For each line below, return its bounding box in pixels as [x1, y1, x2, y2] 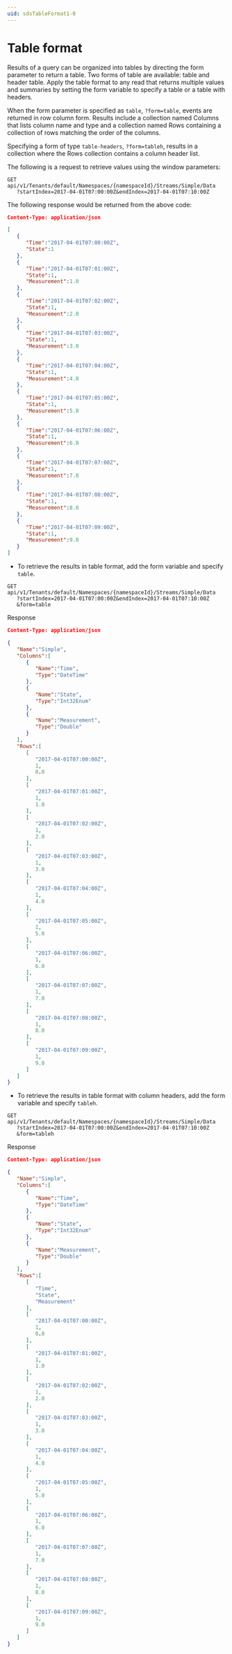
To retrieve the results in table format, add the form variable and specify [17, 562, 224, 571]
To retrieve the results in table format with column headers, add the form [17, 1092, 226, 1100]
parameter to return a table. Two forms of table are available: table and [7, 70, 210, 79]
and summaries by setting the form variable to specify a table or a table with [7, 85, 226, 94]
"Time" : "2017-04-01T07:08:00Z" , [25, 492, 119, 498]
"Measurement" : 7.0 [25, 472, 79, 479]
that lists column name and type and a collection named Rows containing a [7, 121, 222, 129]
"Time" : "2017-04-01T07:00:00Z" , [25, 239, 119, 247]
